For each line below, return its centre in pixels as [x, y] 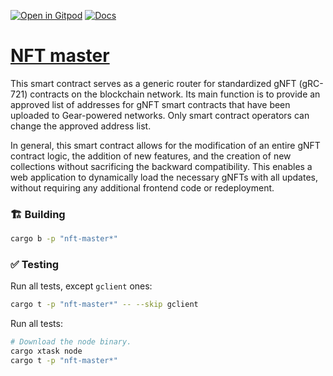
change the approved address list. [81, 126]
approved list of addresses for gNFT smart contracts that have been [150, 104]
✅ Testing [35, 265]
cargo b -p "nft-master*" [64, 239]
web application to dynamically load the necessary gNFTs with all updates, [164, 177]
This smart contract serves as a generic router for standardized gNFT [153, 83]
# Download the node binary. [71, 342]
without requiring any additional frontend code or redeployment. [142, 187]
